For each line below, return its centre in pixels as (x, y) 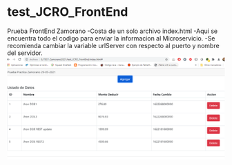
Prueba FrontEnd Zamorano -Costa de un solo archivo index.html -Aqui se (113, 31)
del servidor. (25, 53)
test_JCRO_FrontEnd (68, 12)
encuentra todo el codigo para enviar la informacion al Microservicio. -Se (111, 38)
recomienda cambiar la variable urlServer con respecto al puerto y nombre (113, 45)
